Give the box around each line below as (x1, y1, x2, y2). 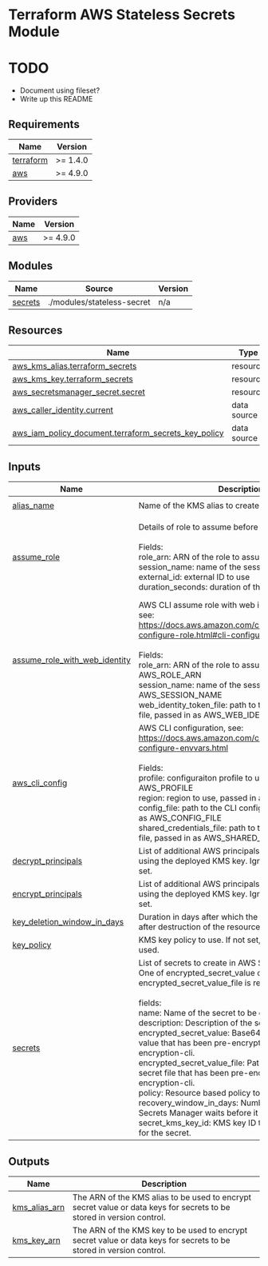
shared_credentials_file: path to (138, 822, 255, 833)
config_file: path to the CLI (138, 802, 238, 813)
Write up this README (19, 94, 93, 104)
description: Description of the (138, 1017, 253, 1028)
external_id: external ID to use (138, 571, 250, 582)
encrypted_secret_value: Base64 (138, 1028, 262, 1039)
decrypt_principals (12, 856, 82, 867)
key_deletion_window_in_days (12, 917, 124, 928)
